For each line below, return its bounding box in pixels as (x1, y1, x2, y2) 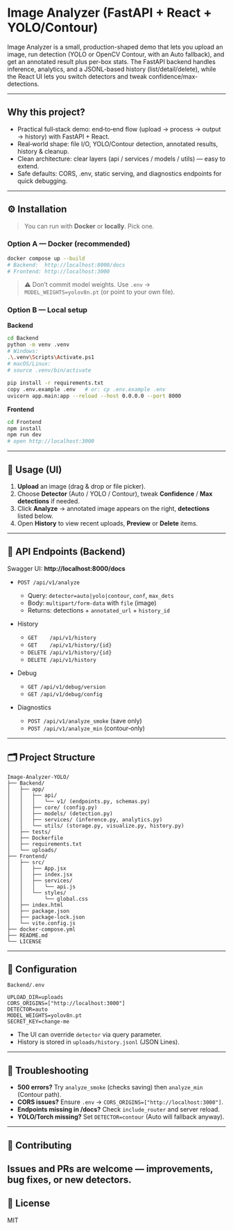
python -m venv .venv (7, 341, 70, 348)
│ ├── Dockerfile (7, 834, 64, 842)
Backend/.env (7, 981, 45, 989)
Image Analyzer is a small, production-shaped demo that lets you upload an (7, 42, 223, 51)
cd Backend (7, 334, 39, 342)
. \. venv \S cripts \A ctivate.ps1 (7, 354, 95, 361)
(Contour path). (17, 1091, 62, 1099)
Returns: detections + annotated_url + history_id (27, 606, 170, 614)
